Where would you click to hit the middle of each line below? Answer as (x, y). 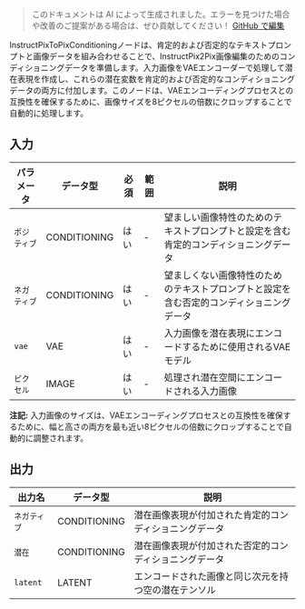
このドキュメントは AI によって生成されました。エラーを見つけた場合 (161, 14)
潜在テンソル (188, 590)
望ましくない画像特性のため (223, 275)
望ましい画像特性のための (219, 217)
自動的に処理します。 (49, 113)
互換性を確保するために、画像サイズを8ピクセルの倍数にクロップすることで (151, 102)
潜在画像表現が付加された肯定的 (202, 514)
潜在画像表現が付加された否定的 (202, 545)
